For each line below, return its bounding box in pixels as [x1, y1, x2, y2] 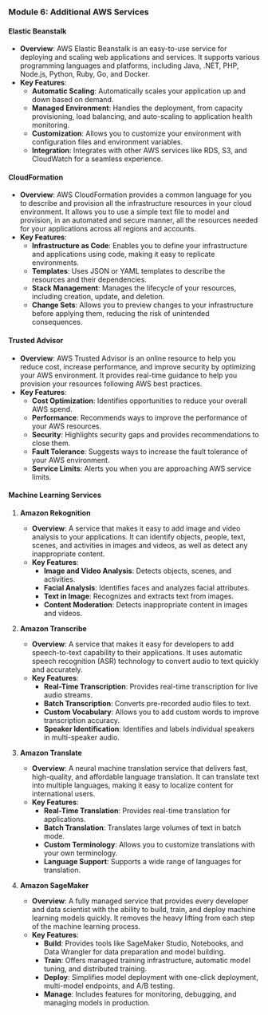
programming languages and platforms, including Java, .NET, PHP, [19, 61, 239, 70]
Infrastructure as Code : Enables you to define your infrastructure [31, 241, 247, 251]
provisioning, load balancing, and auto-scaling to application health [31, 112, 253, 121]
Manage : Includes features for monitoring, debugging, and [43, 989, 237, 999]
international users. [31, 788, 96, 798]
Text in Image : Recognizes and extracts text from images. [43, 591, 235, 601]
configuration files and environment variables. [31, 137, 183, 147]
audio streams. [43, 689, 93, 700]
